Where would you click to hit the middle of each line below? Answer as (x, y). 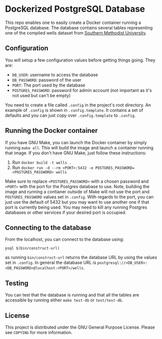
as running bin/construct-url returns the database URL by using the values (81, 257)
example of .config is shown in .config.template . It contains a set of (74, 110)
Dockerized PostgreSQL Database (75, 9)
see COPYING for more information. (39, 332)
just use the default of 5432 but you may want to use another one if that (77, 202)
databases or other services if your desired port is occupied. (66, 212)
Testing (17, 283)
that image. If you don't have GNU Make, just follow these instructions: (76, 153)
